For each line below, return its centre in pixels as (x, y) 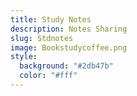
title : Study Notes (51, 19)
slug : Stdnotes (42, 38)
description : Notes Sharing (69, 29)
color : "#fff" (48, 76)
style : (24, 57)
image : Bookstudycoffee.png (69, 47)
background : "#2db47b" (66, 66)
